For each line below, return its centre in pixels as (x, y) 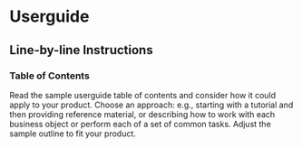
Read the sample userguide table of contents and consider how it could (143, 95)
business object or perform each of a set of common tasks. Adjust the (141, 124)
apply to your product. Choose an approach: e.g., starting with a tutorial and (151, 105)
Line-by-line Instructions (81, 50)
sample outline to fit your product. (73, 134)
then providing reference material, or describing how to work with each (142, 114)
